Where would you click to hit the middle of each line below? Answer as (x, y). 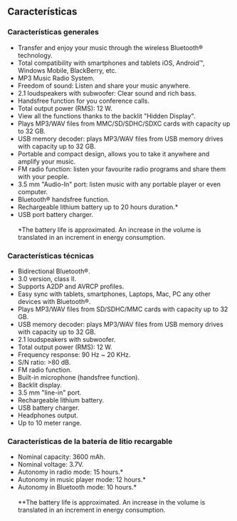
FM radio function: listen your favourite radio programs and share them (122, 169)
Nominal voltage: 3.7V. (51, 465)
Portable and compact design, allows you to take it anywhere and (114, 153)
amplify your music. (47, 161)
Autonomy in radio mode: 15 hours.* (70, 472)
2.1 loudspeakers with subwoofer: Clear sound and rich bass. (107, 93)
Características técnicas (51, 256)
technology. (35, 55)
